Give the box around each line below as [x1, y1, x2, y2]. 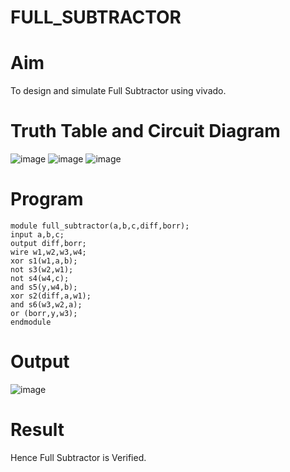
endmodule [10, 317, 52, 327]
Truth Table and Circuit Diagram [10, 120, 281, 143]
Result [10, 419, 65, 441]
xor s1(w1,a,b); [10, 256, 78, 266]
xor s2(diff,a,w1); [10, 291, 92, 301]
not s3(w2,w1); [10, 265, 74, 275]
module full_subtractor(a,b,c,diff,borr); [10, 221, 190, 231]
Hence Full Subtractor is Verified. [10, 451, 147, 463]
